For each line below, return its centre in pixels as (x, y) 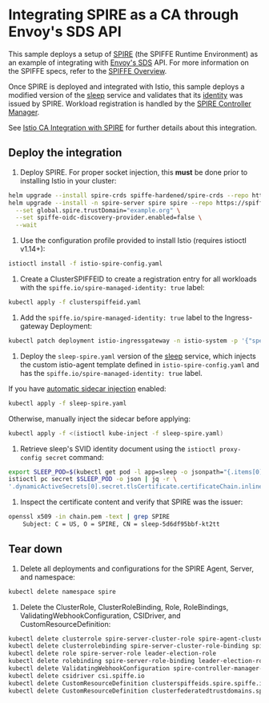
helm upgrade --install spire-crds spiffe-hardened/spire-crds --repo (128, 195)
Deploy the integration (65, 153)
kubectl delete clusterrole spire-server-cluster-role (102, 639)
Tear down (35, 549)
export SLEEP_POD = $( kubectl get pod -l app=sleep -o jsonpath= (116, 472)
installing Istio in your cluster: (68, 180)
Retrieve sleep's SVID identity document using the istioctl (118, 448)
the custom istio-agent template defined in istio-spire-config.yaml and (139, 364)
